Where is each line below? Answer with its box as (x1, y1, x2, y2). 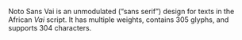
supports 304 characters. (8, 24, 92, 32)
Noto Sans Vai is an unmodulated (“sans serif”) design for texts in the (8, 7, 235, 16)
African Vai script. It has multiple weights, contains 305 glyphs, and (8, 15, 229, 24)
